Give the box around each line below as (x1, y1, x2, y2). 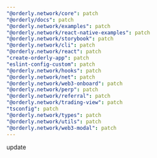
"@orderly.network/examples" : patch (6, 23, 111, 29)
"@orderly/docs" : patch (6, 16, 74, 23)
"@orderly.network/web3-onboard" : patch (6, 80, 124, 87)
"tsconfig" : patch (6, 105, 59, 112)
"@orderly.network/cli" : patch (6, 42, 96, 49)
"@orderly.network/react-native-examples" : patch (6, 29, 151, 36)
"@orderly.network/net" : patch (6, 73, 96, 81)
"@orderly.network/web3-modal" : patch (6, 124, 117, 131)
